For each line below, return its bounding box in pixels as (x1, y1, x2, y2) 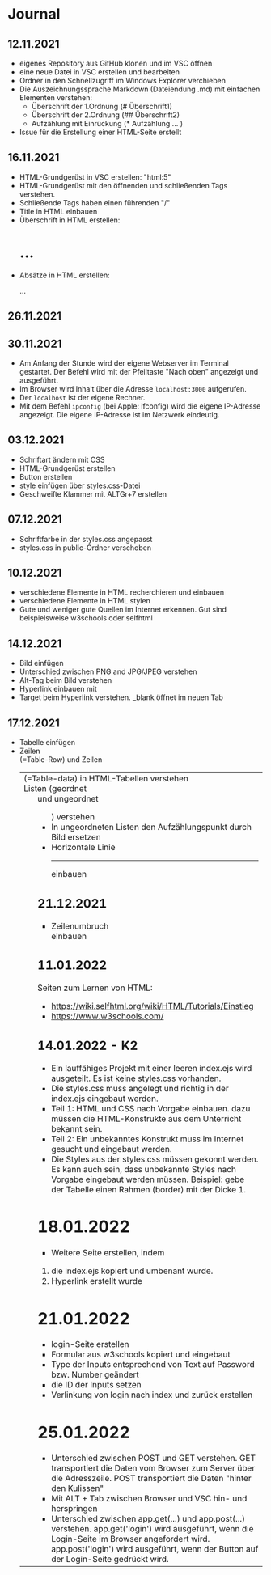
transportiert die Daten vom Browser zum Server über (51, 1463, 256, 1474)
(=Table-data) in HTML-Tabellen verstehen (23, 773, 189, 785)
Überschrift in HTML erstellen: (19, 215, 121, 225)
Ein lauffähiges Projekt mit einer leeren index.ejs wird (51, 1062, 252, 1073)
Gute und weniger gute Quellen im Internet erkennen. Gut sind (19, 604, 227, 615)
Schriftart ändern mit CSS (19, 455, 106, 464)
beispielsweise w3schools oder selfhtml (19, 613, 153, 623)
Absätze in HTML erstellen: (19, 270, 110, 280)
